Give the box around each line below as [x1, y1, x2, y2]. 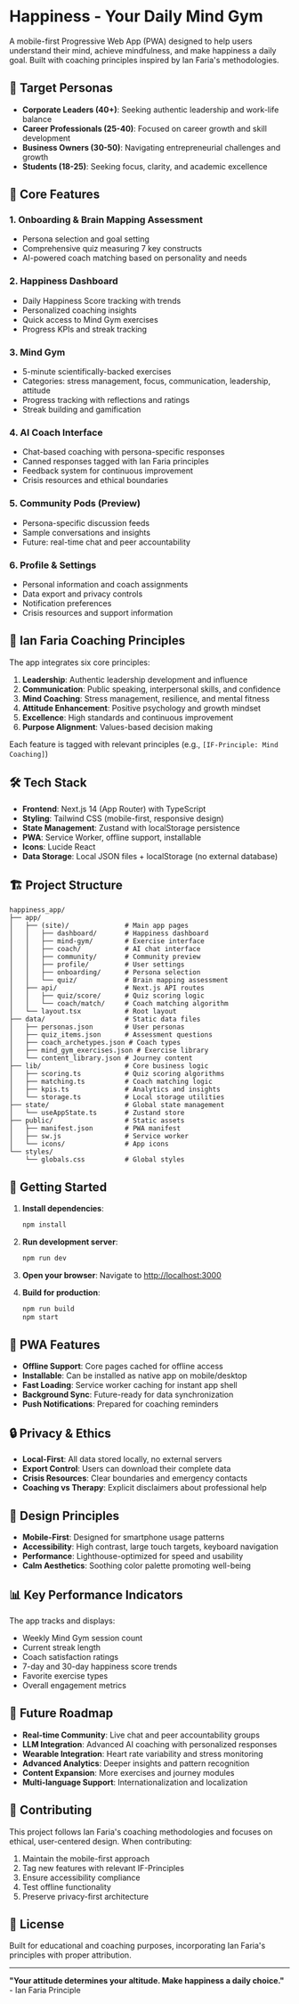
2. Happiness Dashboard [9, 275, 118, 287]
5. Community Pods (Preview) [9, 497, 141, 510]
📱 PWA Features [9, 1337, 101, 1352]
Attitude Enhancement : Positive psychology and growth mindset [21, 702, 261, 713]
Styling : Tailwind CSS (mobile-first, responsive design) [21, 813, 224, 824]
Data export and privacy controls [21, 588, 143, 599]
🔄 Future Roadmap [9, 1705, 114, 1721]
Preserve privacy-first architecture [21, 1891, 149, 1901]
